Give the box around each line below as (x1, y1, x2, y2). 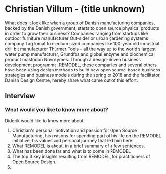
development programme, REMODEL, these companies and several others (5, 62, 157, 68)
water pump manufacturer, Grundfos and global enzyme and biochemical (5, 51, 155, 57)
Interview (5, 92, 36, 100)
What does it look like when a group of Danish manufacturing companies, (5, 20, 155, 26)
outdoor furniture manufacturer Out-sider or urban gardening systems (5, 35, 149, 41)
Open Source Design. (12, 159, 56, 165)
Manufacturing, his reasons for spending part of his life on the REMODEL (12, 132, 161, 139)
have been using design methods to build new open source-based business (5, 67, 160, 72)
